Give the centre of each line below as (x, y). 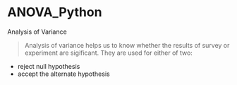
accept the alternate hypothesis (64, 74)
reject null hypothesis (49, 66)
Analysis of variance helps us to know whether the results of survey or (127, 45)
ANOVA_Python (55, 12)
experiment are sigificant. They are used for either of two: (108, 53)
